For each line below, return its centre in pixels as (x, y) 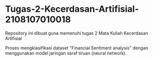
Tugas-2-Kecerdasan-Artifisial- (72, 9)
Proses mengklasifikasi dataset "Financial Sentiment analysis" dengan (77, 48)
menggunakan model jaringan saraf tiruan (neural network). (66, 53)
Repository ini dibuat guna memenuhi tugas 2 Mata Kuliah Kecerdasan (77, 33)
